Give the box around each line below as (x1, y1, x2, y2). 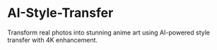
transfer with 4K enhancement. (7, 35, 98, 44)
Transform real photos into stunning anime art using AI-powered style (7, 28, 211, 37)
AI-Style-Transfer (7, 5, 114, 21)
